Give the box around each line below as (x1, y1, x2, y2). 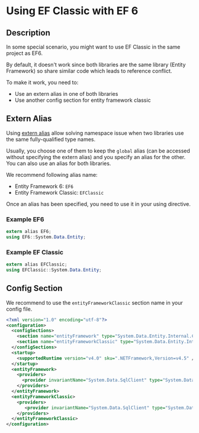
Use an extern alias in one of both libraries (14, 91, 118, 97)
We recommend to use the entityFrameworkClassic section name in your (6, 299, 183, 306)
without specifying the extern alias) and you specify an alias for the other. (6, 153, 186, 160)
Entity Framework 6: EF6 (14, 182, 74, 190)
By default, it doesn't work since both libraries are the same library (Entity (6, 61, 186, 68)
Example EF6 (6, 215, 44, 223)
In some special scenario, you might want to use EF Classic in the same (6, 43, 181, 50)
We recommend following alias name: (6, 171, 98, 178)
